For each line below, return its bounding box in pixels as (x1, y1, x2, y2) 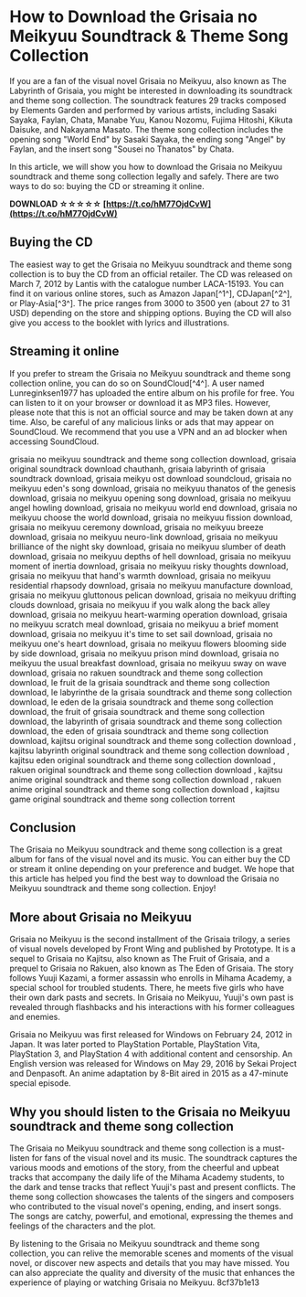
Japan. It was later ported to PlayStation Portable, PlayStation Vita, (9, 1039, 260, 1050)
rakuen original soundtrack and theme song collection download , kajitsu (9, 764, 283, 775)
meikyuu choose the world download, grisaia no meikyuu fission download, (9, 512, 293, 523)
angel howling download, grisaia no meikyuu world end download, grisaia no (9, 502, 298, 513)
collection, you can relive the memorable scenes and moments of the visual (9, 1248, 294, 1259)
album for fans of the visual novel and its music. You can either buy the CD (9, 854, 290, 865)
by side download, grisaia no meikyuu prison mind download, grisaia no (9, 647, 280, 659)
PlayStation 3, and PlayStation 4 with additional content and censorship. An (9, 1048, 293, 1059)
